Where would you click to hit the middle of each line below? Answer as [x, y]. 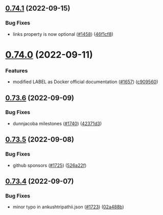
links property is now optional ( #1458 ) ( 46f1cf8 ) [63, 34]
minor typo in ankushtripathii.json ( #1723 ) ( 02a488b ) [68, 207]
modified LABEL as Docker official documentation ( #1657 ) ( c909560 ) [85, 82]
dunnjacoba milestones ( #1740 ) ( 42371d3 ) [57, 123]
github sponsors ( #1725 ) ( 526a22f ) [50, 165]
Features [17, 70]
